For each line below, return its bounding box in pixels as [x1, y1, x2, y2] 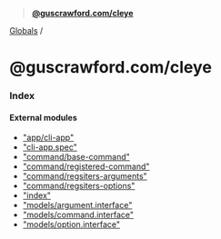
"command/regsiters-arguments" [22, 171, 147, 182]
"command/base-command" [22, 152, 130, 163]
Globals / [9, 25, 44, 35]
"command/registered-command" [22, 161, 150, 172]
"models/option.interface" [22, 219, 121, 230]
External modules [9, 112, 77, 123]
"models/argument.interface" [22, 200, 133, 211]
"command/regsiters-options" [22, 181, 136, 192]
